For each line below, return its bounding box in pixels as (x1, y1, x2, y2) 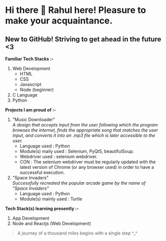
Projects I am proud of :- (5, 107, 56, 113)
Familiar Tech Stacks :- (5, 56, 54, 62)
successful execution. (19, 169, 65, 175)
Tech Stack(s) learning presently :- (5, 206, 79, 211)
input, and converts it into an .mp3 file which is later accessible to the (12, 132, 156, 138)
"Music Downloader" (12, 117, 56, 122)
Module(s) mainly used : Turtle (19, 196, 83, 202)
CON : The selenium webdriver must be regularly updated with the (19, 159, 156, 165)
